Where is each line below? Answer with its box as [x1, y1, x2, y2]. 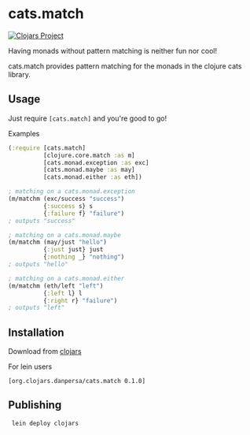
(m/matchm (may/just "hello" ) [8, 238, 108, 247]
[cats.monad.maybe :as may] [42, 166, 135, 174]
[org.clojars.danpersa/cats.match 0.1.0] [8, 377, 146, 385]
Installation [8, 325, 64, 339]
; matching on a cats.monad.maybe [8, 231, 122, 239]
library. [8, 69, 31, 79]
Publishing [8, 399, 62, 412]
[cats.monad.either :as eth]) [42, 173, 143, 181]
